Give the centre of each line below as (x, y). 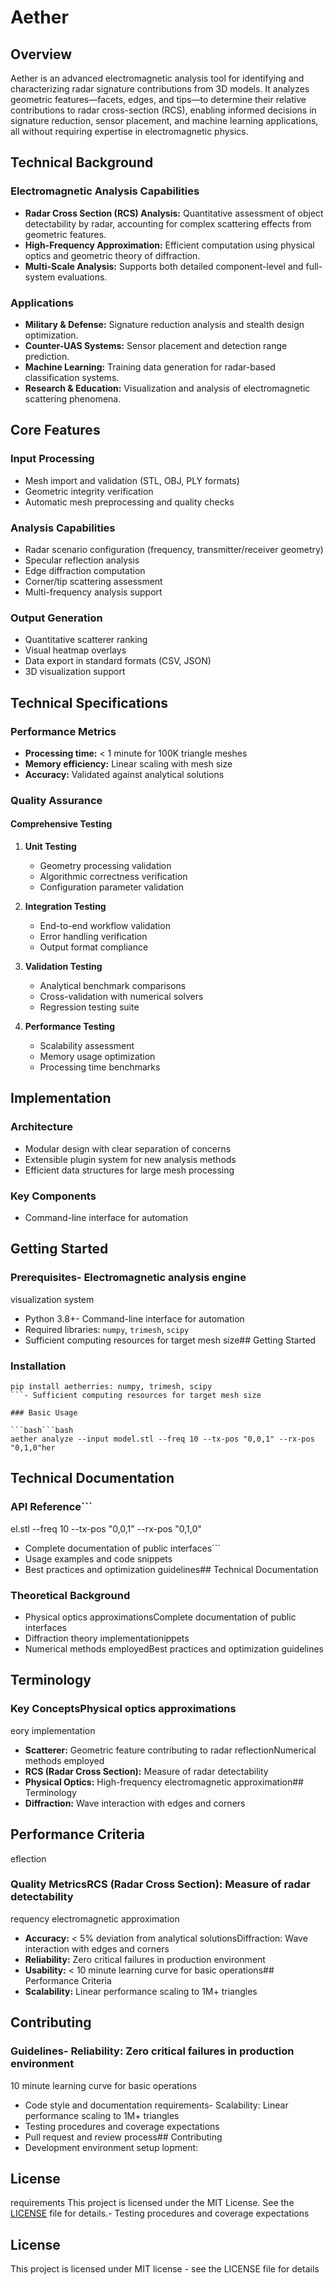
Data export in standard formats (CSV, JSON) (118, 661)
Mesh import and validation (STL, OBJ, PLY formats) (132, 480)
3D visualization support (75, 672)
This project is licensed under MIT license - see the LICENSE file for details (165, 2269)
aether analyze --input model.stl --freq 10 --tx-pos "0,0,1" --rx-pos (162, 1439)
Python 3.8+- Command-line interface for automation (134, 1318)
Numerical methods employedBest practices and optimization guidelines (174, 1649)
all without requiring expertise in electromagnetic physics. (129, 131)
